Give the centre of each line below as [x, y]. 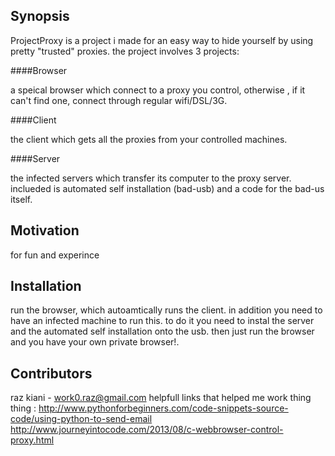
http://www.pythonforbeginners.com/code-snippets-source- [163, 408]
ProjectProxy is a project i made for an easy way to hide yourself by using [162, 40]
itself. [21, 199]
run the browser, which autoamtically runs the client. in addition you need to [166, 310]
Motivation [45, 230]
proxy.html [32, 440]
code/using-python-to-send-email [81, 419]
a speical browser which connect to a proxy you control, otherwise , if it [158, 90]
